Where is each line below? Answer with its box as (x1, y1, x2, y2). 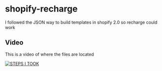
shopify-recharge (5, 3, 78, 14)
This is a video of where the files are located (5, 51, 94, 57)
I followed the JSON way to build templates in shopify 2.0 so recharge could (5, 19, 158, 25)
